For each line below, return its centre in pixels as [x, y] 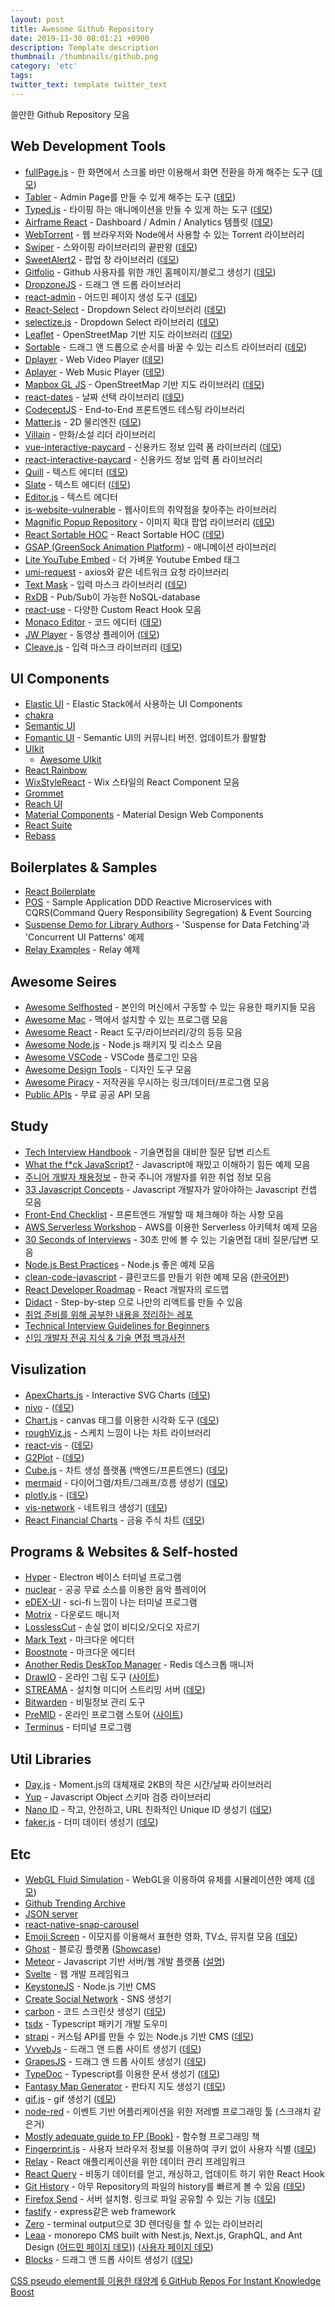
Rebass [40, 836]
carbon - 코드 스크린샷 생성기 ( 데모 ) [95, 2012]
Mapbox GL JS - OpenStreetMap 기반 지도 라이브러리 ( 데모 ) [144, 384]
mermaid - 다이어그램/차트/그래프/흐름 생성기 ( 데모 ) [126, 1482]
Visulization [48, 1369]
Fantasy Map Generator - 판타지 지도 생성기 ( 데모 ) [125, 2087]
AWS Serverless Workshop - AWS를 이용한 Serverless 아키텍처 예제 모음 [171, 1227]
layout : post [37, 19]
